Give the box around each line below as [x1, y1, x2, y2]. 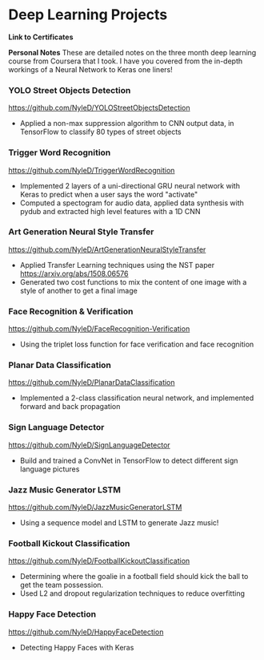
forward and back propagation [19, 402, 121, 411]
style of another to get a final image [19, 285, 138, 295]
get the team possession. [19, 580, 104, 590]
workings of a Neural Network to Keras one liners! [8, 64, 174, 74]
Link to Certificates [8, 32, 74, 42]
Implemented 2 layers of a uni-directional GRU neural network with [19, 180, 240, 190]
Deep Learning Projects [8, 6, 168, 24]
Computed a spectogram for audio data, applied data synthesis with [19, 198, 244, 208]
